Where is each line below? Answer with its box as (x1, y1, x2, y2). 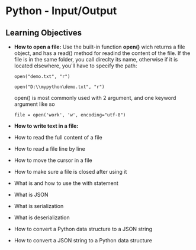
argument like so (14, 100, 55, 108)
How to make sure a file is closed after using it (14, 168, 127, 175)
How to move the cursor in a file (14, 157, 92, 164)
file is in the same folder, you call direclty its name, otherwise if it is (14, 56, 178, 63)
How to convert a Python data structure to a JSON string (14, 226, 152, 232)
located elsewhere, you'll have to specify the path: (14, 62, 137, 69)
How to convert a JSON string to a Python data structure (14, 237, 152, 243)
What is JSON (14, 191, 49, 198)
